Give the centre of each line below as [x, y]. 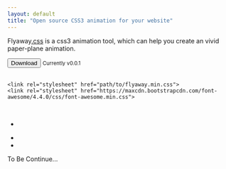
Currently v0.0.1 [61, 63]
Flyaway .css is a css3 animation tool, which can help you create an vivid [113, 40]
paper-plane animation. [42, 48]
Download [24, 63]
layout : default [31, 14]
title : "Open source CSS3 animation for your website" [90, 21]
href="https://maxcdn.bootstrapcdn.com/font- [149, 91]
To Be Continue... [33, 159]
